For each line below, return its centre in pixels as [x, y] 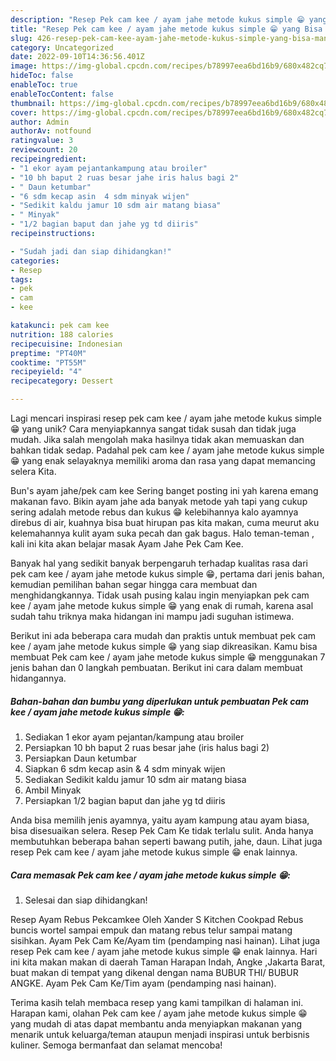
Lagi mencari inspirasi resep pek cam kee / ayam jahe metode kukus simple [166, 418]
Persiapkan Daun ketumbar [81, 758]
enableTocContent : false [62, 94]
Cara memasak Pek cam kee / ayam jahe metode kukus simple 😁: [150, 875]
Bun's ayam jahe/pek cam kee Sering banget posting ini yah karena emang [164, 490]
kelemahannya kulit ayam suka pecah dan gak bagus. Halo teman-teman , [162, 533]
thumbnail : [33, 103]
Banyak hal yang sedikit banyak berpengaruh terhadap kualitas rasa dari [159, 563]
